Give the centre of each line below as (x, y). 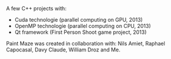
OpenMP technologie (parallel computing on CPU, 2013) (83, 26)
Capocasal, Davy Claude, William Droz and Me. (63, 50)
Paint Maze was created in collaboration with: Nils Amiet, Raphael (85, 44)
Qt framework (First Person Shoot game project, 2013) (80, 32)
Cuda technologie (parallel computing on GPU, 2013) (79, 20)
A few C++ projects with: (36, 8)
